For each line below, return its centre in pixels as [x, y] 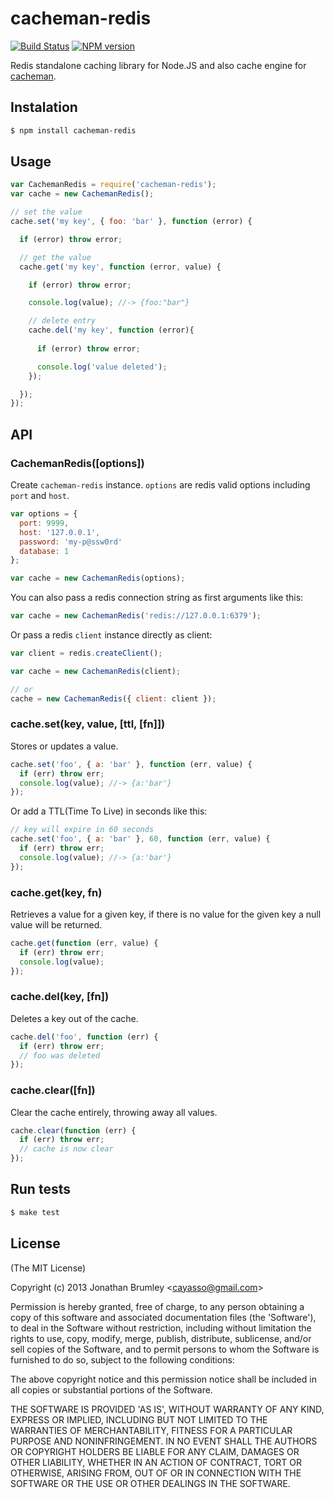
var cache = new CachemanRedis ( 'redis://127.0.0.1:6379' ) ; [136, 616]
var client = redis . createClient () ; [86, 653]
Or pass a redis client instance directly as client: [111, 635]
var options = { [44, 514]
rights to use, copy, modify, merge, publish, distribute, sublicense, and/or [161, 1338]
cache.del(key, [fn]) [60, 997]
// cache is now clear [66, 1149]
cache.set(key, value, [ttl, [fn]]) [88, 724]
